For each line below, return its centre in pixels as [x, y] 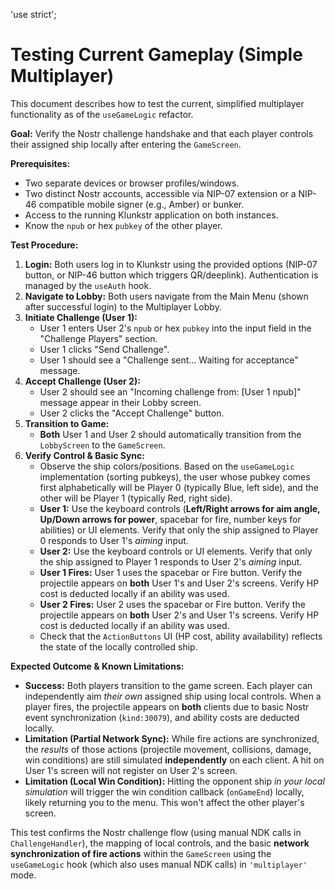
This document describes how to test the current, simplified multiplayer [157, 103]
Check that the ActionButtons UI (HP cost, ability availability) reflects [181, 636]
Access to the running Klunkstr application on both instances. [151, 215]
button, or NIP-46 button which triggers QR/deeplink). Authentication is [171, 275]
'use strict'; [33, 14]
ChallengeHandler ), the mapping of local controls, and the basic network [160, 843]
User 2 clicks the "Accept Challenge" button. [132, 413]
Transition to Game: [67, 423]
